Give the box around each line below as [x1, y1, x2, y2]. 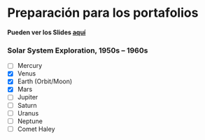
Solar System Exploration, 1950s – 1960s [7, 45, 148, 55]
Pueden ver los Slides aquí [7, 28, 86, 36]
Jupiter [17, 93, 38, 101]
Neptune [17, 117, 43, 125]
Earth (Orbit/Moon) [17, 77, 73, 85]
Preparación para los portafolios [7, 5, 199, 21]
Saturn [17, 101, 37, 109]
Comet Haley [17, 125, 55, 133]
